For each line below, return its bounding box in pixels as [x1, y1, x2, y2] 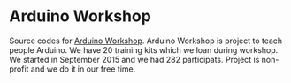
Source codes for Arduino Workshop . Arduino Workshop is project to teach [9, 35, 283, 46]
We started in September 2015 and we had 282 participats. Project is [9, 54, 260, 64]
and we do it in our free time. [30, 64, 136, 74]
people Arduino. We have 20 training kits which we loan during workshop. [9, 44, 279, 55]
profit [9, 64, 29, 74]
